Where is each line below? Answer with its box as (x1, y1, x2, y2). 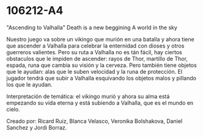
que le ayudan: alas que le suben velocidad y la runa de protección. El (6, 68, 183, 75)
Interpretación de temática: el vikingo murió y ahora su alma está (6, 93, 170, 100)
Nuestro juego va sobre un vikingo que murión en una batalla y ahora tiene (6, 35, 194, 43)
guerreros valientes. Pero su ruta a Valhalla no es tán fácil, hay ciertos (6, 48, 182, 55)
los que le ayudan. (6, 80, 53, 88)
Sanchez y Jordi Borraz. (6, 124, 67, 131)
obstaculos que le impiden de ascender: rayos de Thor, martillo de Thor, (6, 55, 188, 62)
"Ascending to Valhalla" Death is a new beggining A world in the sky (6, 24, 177, 31)
